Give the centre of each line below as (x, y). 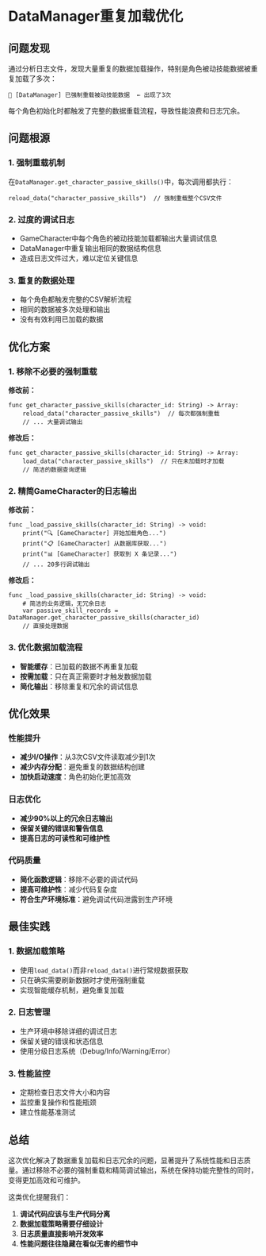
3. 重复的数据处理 (42, 280)
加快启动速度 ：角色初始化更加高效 (75, 777)
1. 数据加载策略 (37, 951)
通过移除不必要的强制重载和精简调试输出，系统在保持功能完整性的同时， (140, 1170)
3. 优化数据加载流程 (46, 648)
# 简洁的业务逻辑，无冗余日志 (65, 604)
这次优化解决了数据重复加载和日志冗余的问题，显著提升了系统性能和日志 (126, 1160)
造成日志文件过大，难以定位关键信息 (79, 258)
